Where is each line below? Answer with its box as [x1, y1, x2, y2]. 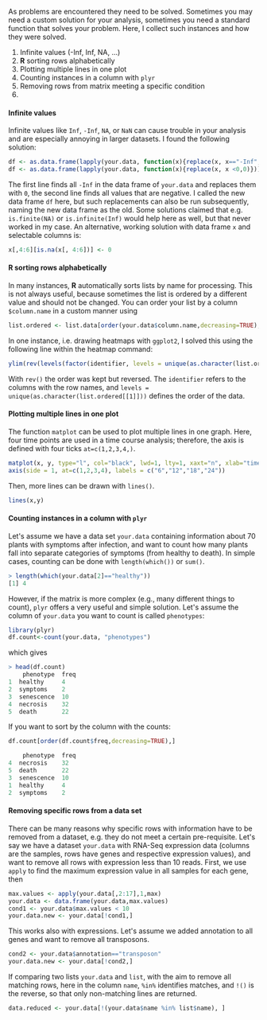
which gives [8, 648, 48, 657]
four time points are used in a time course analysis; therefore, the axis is [8, 435, 245, 445]
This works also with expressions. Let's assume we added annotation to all [8, 926, 253, 936]
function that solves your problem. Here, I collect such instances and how [8, 24, 250, 33]
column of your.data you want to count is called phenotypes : [8, 610, 205, 620]
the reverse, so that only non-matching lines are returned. [8, 989, 197, 999]
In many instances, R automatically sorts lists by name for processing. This [8, 281, 253, 290]
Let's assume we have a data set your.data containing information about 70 [8, 531, 256, 540]
